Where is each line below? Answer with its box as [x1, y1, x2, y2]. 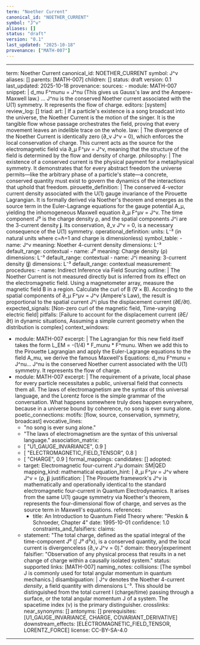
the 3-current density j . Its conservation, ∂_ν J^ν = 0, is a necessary [6, 221, 174, 228]
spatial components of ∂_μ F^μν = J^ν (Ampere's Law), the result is [6, 292, 171, 299]
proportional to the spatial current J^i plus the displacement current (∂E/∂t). [6, 298, 192, 305]
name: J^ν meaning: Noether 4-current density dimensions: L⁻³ [6, 241, 162, 248]
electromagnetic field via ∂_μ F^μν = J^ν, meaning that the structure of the [6, 145, 189, 153]
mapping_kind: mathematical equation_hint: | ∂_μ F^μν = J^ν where [23, 468, 189, 475]
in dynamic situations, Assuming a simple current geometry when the [14, 317, 185, 324]
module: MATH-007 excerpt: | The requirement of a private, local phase [14, 373, 191, 380]
